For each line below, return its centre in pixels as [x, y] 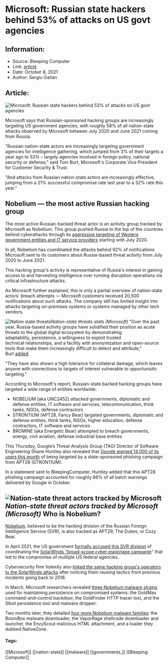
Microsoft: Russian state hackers [75, 9]
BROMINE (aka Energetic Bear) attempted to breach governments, [81, 431]
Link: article [24, 67]
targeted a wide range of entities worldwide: [51, 389]
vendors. [14, 312]
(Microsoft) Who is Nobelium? [53, 514]
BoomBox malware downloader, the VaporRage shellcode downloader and [82, 618]
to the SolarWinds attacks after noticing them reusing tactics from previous [83, 572]
